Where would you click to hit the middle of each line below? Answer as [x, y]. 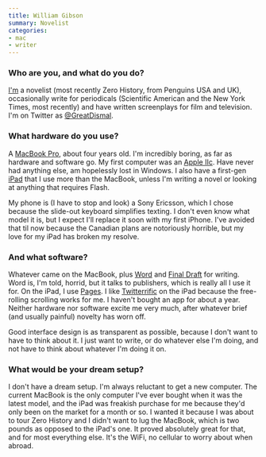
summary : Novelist [39, 23]
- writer [23, 45]
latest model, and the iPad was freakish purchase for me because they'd [127, 404]
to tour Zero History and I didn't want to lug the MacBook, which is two [124, 420]
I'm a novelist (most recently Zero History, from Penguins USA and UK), [125, 90]
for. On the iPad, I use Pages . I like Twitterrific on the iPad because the [123, 292]
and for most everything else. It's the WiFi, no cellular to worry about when [130, 437]
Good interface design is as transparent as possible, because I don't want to [133, 332]
